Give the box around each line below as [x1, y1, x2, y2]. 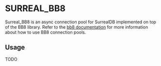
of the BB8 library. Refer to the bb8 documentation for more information [5, 24, 148, 30]
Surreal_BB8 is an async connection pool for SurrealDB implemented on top [5, 19, 157, 25]
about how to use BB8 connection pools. [5, 29, 86, 35]
